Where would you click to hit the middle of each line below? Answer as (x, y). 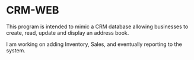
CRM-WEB (33, 10)
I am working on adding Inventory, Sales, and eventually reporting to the (94, 44)
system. (16, 50)
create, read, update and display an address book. (68, 32)
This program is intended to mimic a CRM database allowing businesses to (97, 26)
